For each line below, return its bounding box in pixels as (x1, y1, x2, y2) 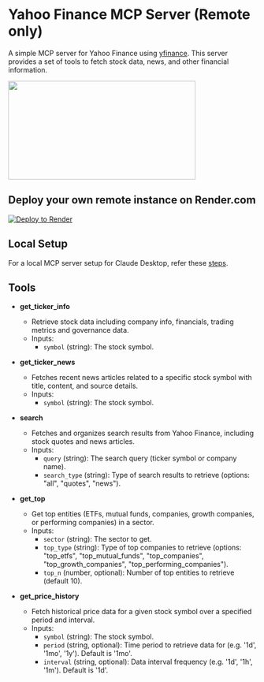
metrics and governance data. (31, 326, 129, 335)
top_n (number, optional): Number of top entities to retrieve (43, 568, 235, 577)
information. (8, 65, 48, 74)
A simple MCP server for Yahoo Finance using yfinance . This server (8, 48, 229, 58)
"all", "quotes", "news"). (43, 479, 121, 488)
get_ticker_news (19, 357, 76, 367)
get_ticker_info (19, 302, 71, 311)
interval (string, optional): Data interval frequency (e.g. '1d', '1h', (43, 657, 254, 667)
